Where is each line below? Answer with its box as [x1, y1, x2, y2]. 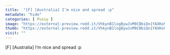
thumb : [5, 26, 19, 31]
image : [5, 21, 19, 26]
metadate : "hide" [5, 12, 42, 17]
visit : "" [5, 30, 26, 35]
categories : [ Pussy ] [5, 16, 53, 21]
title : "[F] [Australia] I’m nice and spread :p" [5, 7, 114, 12]
